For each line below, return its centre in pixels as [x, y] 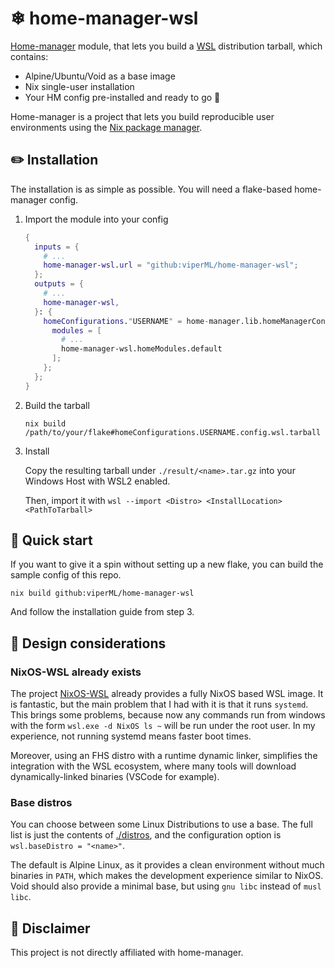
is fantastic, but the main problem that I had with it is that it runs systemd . [159, 704]
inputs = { [57, 247]
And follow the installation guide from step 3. [102, 612]
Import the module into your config [96, 219]
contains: [29, 56]
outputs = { [59, 284]
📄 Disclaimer [50, 928]
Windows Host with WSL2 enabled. [97, 481]
